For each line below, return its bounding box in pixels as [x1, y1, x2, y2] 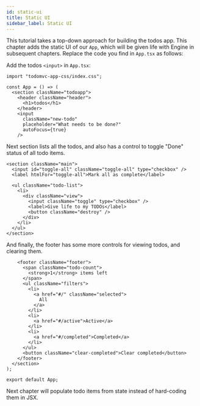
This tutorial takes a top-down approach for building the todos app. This [6, 37, 187, 45]
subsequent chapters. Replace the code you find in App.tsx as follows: [6, 50, 184, 57]
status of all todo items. [6, 149, 65, 157]
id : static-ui [6, 9, 43, 15]
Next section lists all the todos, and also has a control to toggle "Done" [6, 143, 184, 150]
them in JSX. [6, 394, 38, 401]
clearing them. [6, 248, 43, 255]
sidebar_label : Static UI [6, 20, 72, 26]
